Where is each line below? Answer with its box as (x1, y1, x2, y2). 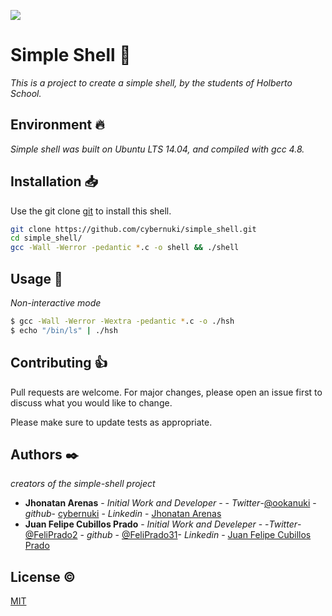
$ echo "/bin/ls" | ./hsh (10, 325, 118, 335)
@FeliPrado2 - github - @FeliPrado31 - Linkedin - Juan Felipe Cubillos (24, 529, 312, 541)
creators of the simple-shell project (10, 478, 156, 490)
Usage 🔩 (10, 270, 63, 287)
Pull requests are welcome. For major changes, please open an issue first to (10, 386, 323, 398)
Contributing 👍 (10, 355, 108, 372)
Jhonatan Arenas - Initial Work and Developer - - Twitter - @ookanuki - (24, 497, 317, 509)
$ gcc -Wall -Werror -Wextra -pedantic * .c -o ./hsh (10, 316, 235, 326)
